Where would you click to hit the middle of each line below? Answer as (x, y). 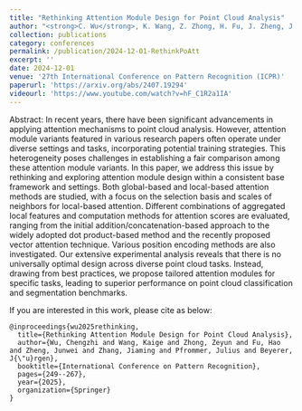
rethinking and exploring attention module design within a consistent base (147, 177)
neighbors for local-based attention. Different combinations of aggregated (147, 205)
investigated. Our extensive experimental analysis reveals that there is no (146, 253)
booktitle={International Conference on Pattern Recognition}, (139, 366)
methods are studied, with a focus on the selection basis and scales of (141, 196)
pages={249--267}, (52, 374)
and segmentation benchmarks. (69, 292)
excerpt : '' (32, 60)
